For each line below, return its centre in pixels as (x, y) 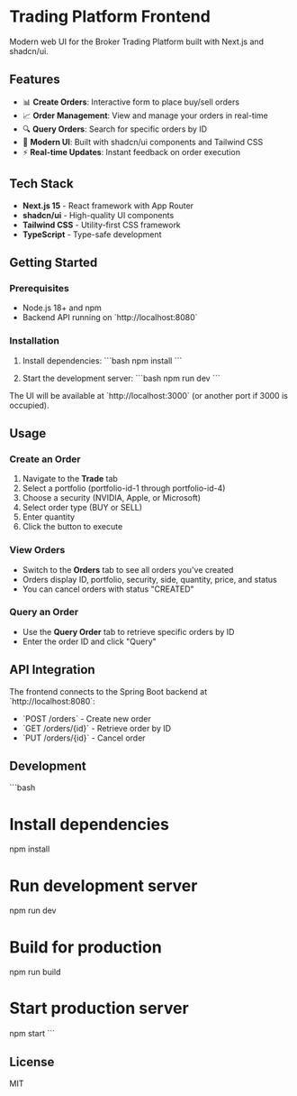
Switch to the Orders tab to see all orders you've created (128, 569)
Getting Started (54, 262)
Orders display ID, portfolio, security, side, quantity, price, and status (149, 579)
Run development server (103, 885)
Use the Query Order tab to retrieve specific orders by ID (128, 631)
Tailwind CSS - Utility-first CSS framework (102, 225)
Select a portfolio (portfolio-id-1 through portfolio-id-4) (124, 488)
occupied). (29, 405)
